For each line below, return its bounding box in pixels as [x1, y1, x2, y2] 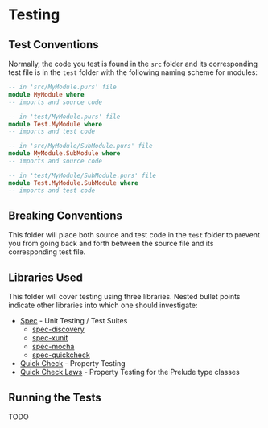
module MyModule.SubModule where [8, 150, 121, 158]
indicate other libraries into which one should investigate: [8, 300, 199, 311]
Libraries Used [8, 270, 83, 284]
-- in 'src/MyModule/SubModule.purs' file [8, 142, 153, 150]
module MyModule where [8, 90, 85, 98]
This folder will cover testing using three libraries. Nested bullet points [8, 292, 241, 302]
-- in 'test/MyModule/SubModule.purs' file [8, 171, 157, 179]
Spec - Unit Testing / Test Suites [19, 316, 128, 326]
